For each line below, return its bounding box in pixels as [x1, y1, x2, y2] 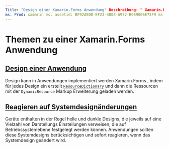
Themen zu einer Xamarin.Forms [5, 34, 145, 45]
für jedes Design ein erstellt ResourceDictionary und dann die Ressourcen [5, 83, 158, 89]
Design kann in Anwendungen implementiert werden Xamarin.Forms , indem [5, 77, 163, 83]
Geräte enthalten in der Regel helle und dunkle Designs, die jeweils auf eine [5, 116, 162, 122]
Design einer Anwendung [5, 64, 87, 73]
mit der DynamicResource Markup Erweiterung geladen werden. [5, 88, 134, 94]
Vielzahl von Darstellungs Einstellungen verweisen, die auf [5, 121, 126, 127]
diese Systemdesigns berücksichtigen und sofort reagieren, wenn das [5, 132, 150, 138]
